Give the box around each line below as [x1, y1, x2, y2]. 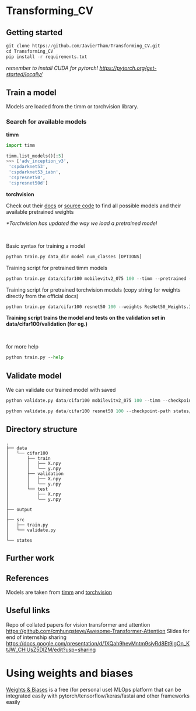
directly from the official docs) [6, 292, 79, 299]
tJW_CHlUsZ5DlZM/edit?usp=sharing [6, 646, 96, 653]
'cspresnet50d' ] [8, 180, 48, 186]
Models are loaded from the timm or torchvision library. [6, 103, 139, 110]
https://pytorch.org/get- [99, 64, 157, 71]
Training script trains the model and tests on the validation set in [6, 315, 165, 322]
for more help [6, 343, 39, 350]
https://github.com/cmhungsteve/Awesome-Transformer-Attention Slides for [6, 627, 190, 634]
